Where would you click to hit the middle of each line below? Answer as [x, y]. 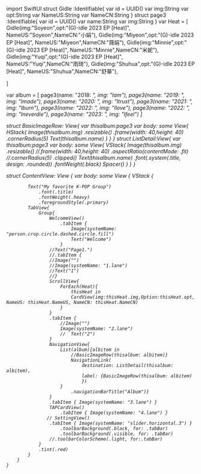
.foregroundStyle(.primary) [74, 202]
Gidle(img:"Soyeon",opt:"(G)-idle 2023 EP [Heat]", [68, 28]
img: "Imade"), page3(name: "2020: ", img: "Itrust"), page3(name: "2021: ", [100, 101]
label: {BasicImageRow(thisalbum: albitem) [137, 376]
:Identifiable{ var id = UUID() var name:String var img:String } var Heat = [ [97, 21]
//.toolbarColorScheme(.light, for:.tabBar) [106, 439]
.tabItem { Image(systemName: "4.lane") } [114, 413]
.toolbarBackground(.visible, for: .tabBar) [116, 434]
